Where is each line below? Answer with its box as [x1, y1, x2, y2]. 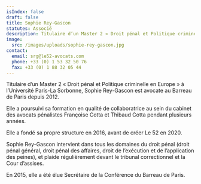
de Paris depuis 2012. [6, 93, 60, 100]
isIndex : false [6, 8, 44, 15]
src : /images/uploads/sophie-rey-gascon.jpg [11, 42, 124, 48]
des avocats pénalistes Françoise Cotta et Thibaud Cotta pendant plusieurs [6, 111, 192, 118]
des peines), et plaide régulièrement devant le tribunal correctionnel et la [6, 154, 185, 161]
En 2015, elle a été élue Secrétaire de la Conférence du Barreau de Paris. [6, 171, 185, 179]
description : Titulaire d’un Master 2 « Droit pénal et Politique [6, 31, 175, 37]
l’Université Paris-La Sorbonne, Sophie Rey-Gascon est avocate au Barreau [6, 87, 192, 94]
